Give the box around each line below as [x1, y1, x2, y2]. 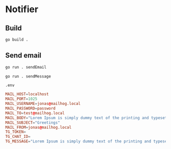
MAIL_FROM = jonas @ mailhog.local [5, 125, 72, 130]
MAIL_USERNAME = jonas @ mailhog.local [5, 101, 81, 106]
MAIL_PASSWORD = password [5, 106, 56, 111]
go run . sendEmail [5, 64, 47, 69]
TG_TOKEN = [5, 129, 26, 135]
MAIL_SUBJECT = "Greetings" [5, 120, 60, 125]
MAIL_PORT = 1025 [5, 96, 38, 102]
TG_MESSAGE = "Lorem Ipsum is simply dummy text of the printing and [5, 139, 152, 144]
